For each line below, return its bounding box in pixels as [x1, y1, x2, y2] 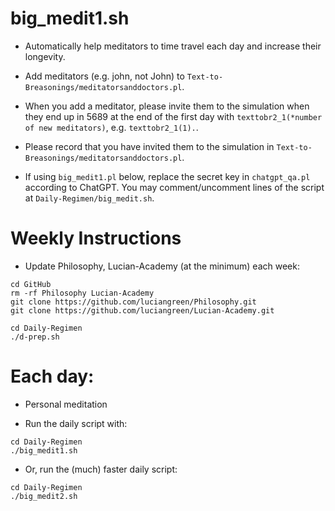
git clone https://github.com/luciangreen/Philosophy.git [10, 297, 257, 307]
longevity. [24, 50, 66, 62]
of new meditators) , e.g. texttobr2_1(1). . [24, 121, 199, 133]
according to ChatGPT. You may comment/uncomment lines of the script [24, 181, 325, 193]
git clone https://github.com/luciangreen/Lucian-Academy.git [10, 305, 275, 316]
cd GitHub [10, 279, 52, 289]
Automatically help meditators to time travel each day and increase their [24, 40, 322, 52]
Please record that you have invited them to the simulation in [24, 140, 275, 152]
